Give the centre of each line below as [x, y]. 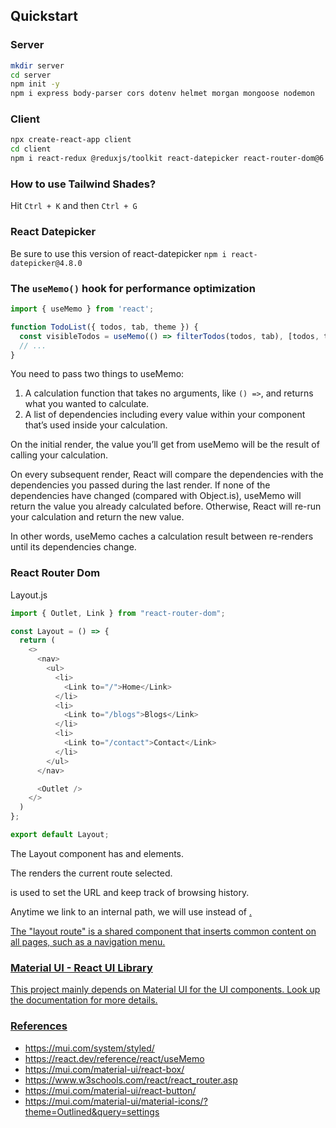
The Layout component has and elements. [97, 853]
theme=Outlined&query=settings [92, 1111]
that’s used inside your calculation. [96, 425]
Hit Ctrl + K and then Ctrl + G [74, 206]
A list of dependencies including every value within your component [165, 415]
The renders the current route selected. [91, 873]
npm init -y [35, 84]
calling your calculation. [59, 455]
